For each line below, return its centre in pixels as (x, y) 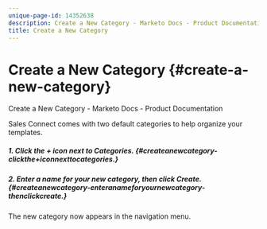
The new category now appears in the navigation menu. (100, 216)
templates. (25, 133)
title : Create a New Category (58, 30)
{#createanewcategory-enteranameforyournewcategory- (106, 188)
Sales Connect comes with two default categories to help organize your (126, 124)
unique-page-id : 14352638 (51, 16)
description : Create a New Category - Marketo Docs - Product (113, 23)
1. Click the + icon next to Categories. (71, 150)
